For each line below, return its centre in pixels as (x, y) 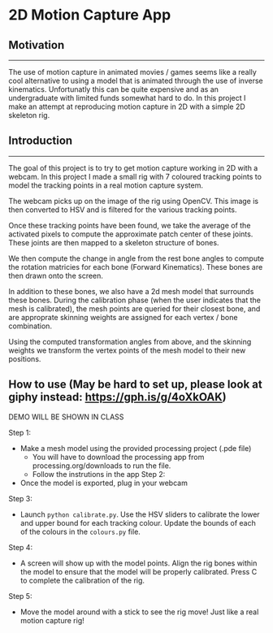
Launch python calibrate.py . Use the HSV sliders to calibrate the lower (140, 514)
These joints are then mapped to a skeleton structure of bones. (114, 242)
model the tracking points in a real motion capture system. (106, 185)
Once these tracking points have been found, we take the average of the (130, 225)
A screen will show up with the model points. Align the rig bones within (139, 563)
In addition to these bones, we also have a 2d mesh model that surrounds (131, 291)
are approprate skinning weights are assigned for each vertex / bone (123, 317)
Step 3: (20, 498)
